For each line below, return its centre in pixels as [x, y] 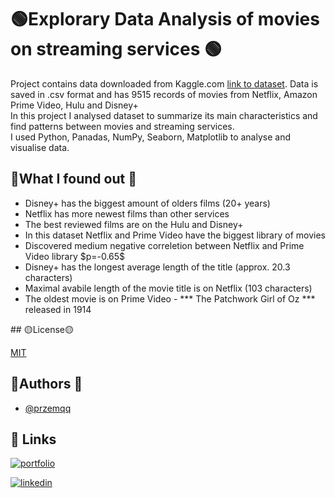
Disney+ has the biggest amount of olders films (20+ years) [147, 203]
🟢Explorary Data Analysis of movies [165, 19]
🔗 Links [33, 439]
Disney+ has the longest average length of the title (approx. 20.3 [157, 267]
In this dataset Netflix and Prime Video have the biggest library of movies [175, 235]
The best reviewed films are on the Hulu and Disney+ [134, 224]
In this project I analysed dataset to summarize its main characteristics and [164, 115]
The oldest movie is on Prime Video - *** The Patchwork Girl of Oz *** [170, 298]
